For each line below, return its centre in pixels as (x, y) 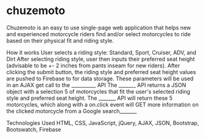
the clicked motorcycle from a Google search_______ (72, 111)
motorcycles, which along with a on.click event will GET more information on (102, 104)
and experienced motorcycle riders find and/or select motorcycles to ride (99, 34)
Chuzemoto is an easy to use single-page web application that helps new (99, 28)
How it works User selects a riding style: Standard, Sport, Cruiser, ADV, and (102, 52)
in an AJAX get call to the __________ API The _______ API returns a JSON (96, 85)
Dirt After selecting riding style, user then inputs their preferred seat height (101, 59)
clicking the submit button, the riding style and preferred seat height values (101, 72)
